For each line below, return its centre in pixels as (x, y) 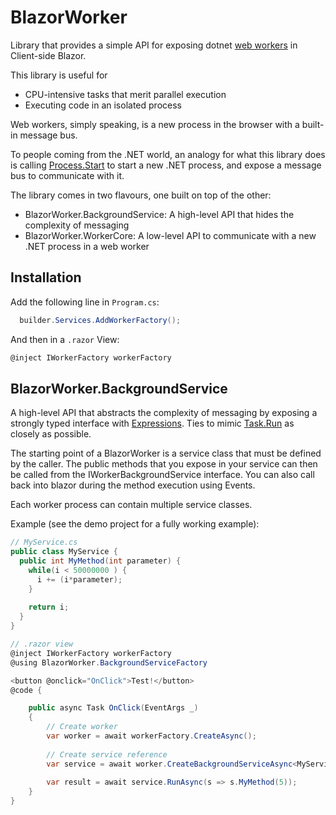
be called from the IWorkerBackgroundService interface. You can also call (162, 475)
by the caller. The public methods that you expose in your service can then (164, 464)
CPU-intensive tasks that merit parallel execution (125, 94)
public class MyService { (64, 552)
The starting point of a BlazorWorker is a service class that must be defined (166, 453)
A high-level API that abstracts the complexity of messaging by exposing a (164, 413)
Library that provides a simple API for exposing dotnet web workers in (154, 45)
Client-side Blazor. (48, 55)
